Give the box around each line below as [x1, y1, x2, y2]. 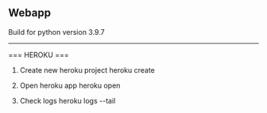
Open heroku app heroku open [19, 81, 121, 90]
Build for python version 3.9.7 [8, 27, 105, 36]
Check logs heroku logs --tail [19, 96, 116, 105]
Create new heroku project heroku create [19, 65, 155, 74]
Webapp [8, 6, 52, 20]
